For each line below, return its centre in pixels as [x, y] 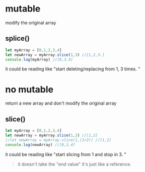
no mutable [29, 89]
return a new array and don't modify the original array [61, 103]
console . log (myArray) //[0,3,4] [39, 59]
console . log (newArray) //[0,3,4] [40, 145]
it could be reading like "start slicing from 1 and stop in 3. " [66, 154]
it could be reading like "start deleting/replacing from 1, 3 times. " [73, 69]
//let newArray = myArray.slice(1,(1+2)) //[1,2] [58, 140]
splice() [18, 38]
